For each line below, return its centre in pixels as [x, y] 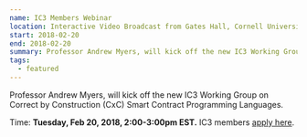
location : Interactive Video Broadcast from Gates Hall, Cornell [136, 26]
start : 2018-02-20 [44, 35]
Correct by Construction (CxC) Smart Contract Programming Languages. [147, 104]
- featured [38, 69]
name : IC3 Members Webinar [61, 18]
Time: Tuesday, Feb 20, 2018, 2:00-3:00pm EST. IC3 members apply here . [152, 122]
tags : [20, 60]
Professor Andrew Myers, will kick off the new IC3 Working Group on [139, 95]
